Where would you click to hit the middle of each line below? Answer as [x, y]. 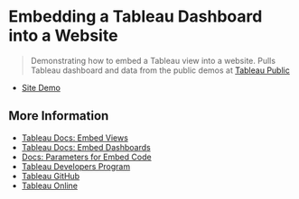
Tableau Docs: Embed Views [75, 138]
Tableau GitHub [51, 176]
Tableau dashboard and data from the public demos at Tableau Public [160, 70]
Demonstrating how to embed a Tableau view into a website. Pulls [153, 60]
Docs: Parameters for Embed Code [86, 157]
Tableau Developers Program [76, 166]
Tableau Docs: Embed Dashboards [86, 147]
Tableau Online [50, 185]
